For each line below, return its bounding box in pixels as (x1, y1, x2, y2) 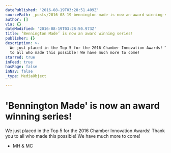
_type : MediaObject (5, 74, 47, 79)
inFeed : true (5, 59, 33, 65)
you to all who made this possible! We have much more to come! (5, 133, 141, 139)
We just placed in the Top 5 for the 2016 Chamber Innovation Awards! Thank (5, 128, 165, 134)
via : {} (5, 21, 22, 27)
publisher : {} (5, 36, 36, 41)
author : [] (5, 17, 28, 22)
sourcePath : (5, 12, 31, 17)
